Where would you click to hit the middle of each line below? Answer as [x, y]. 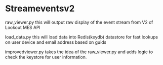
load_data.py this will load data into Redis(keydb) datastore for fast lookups [81, 37]
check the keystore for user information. [46, 57]
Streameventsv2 [40, 9]
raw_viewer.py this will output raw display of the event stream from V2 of [79, 22]
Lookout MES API [23, 27]
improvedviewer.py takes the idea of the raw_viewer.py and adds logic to [79, 52]
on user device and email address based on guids [56, 42]
